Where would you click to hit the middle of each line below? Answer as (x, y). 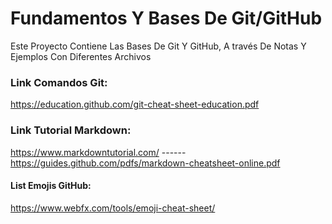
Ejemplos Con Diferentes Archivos (81, 56)
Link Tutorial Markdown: (71, 130)
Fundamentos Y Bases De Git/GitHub (166, 18)
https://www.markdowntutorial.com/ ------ (98, 152)
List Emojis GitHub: (51, 186)
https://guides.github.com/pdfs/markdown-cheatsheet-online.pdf (145, 163)
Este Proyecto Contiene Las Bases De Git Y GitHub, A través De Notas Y (158, 46)
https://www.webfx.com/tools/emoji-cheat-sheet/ (113, 208)
